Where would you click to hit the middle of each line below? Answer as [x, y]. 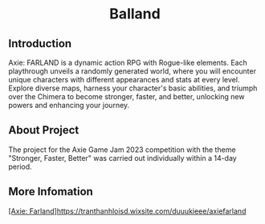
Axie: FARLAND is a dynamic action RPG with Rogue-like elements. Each [128, 62]
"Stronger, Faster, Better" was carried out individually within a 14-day [122, 158]
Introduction [40, 44]
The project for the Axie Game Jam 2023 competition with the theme [122, 150]
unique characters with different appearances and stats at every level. [124, 80]
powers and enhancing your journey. [69, 105]
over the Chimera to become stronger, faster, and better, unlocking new [126, 96]
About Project [44, 130]
